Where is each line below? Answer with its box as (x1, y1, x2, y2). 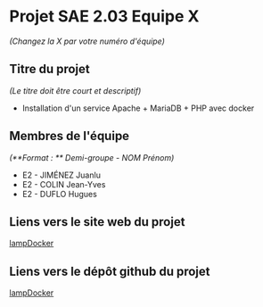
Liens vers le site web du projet (9, 214, 185, 229)
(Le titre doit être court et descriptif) (9, 85, 142, 95)
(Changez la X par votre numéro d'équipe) (9, 36, 165, 46)
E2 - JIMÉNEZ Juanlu (21, 170, 101, 180)
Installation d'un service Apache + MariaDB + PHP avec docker (21, 103, 255, 113)
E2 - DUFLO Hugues (21, 188, 98, 199)
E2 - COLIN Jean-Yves (21, 178, 106, 189)
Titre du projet (9, 62, 91, 77)
